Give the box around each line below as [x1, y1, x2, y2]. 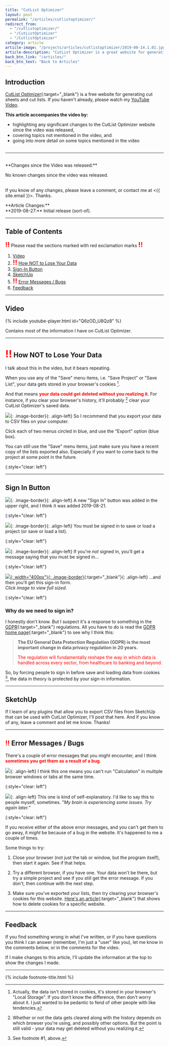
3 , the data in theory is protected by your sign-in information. [5, 675, 132, 682]
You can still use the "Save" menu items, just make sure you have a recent [5, 443, 159, 449]
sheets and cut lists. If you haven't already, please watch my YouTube [5, 97, 150, 103]
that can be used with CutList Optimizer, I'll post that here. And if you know [5, 714, 160, 720]
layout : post [5, 12, 33, 17]
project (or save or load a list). [5, 529, 67, 535]
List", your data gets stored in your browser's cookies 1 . [5, 380, 120, 387]
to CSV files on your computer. [5, 418, 69, 424]
